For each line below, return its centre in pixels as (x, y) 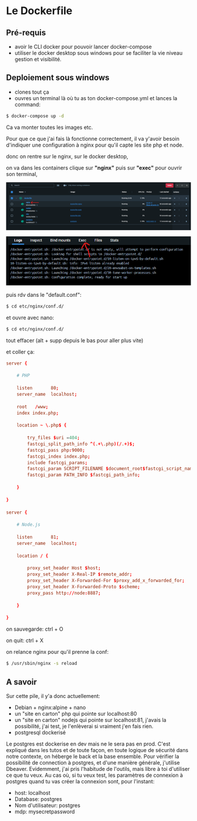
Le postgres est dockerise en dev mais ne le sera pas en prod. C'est (88, 744)
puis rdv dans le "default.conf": (44, 294)
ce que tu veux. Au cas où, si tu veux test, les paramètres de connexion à (95, 775)
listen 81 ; (38, 537)
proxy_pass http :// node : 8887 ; (64, 593)
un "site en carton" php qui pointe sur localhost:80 (76, 713)
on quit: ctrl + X (25, 641)
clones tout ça (32, 92)
